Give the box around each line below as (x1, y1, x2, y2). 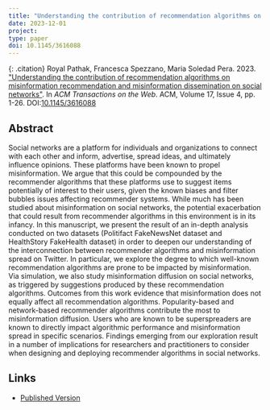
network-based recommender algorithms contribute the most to (8, 305, 221, 315)
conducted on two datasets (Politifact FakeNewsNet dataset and (8, 228, 222, 238)
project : (8, 27, 38, 35)
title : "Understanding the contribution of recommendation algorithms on (8, 11, 262, 20)
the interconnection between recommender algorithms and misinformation (8, 245, 255, 255)
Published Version (19, 392, 81, 403)
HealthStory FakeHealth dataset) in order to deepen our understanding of (8, 237, 252, 246)
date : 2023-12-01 (8, 19, 67, 27)
